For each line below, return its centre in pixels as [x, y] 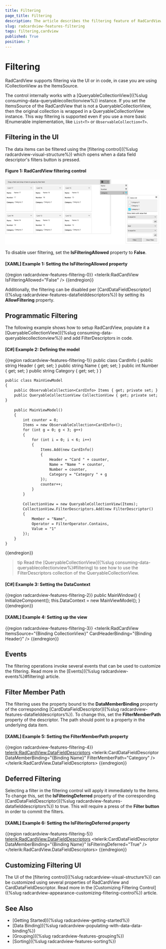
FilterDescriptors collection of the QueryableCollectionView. [78, 573]
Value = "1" [44, 529]
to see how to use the [116, 568]
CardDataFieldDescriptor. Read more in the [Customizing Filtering [72, 888]
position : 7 [17, 42]
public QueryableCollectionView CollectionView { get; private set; [86, 396]
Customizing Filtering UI [43, 865]
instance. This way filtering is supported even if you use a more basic [76, 116]
